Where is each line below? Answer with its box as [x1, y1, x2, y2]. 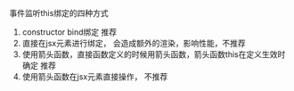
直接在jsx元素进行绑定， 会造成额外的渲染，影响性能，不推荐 [21, 38, 247, 48]
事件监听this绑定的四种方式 [9, 8, 109, 18]
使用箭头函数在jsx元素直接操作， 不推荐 [21, 71, 168, 82]
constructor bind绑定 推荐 [21, 27, 118, 37]
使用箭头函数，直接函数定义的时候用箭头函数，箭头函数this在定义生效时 [21, 49, 286, 60]
